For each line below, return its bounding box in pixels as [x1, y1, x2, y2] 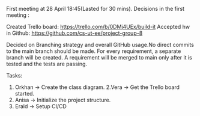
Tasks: [6, 72, 23, 79]
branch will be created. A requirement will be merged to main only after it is [6, 54, 192, 61]
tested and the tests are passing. [6, 60, 88, 67]
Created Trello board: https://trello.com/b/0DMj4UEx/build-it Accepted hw [6, 23, 190, 30]
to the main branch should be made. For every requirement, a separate [6, 47, 181, 55]
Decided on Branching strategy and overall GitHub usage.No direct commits [6, 41, 194, 48]
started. [14, 90, 35, 97]
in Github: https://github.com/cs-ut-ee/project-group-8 [6, 29, 143, 37]
